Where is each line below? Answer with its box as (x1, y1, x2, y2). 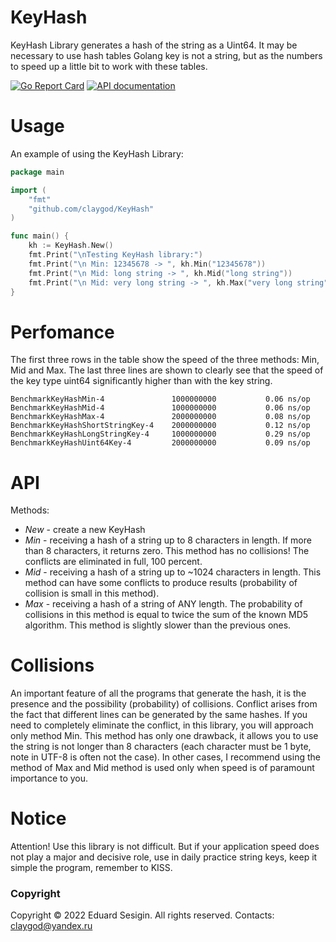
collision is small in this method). (24, 587, 160, 600)
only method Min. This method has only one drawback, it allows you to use (10, 730, 319, 742)
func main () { (10, 231, 70, 241)
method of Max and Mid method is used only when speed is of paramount (10, 762, 315, 774)
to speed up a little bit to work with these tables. (10, 60, 208, 72)
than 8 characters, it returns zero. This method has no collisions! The (24, 545, 310, 557)
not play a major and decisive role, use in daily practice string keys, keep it (10, 851, 318, 863)
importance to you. (10, 772, 89, 785)
